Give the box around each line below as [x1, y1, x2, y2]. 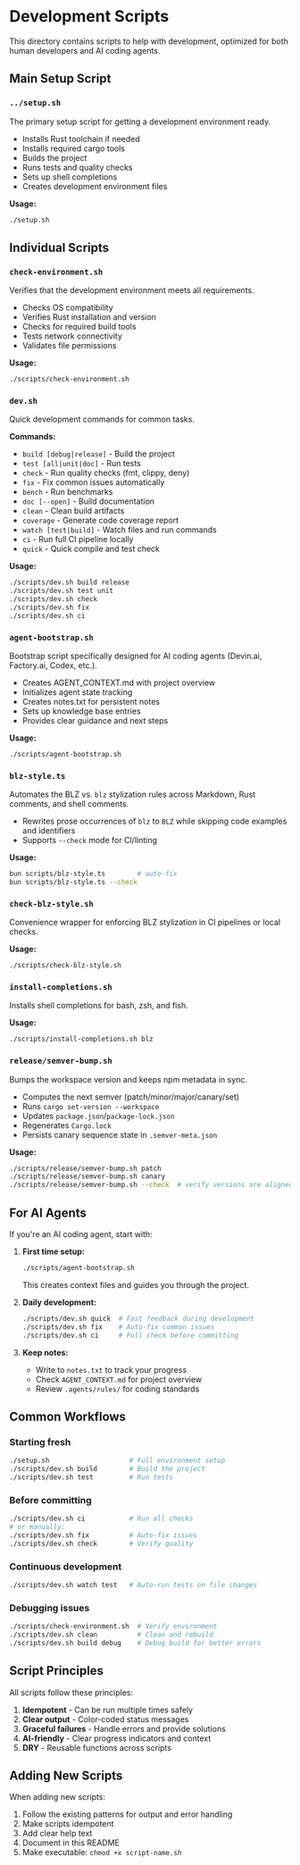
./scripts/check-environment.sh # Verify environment [9, 1622, 218, 1631]
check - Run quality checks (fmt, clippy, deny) [21, 467, 190, 479]
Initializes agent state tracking [21, 687, 133, 698]
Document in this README [21, 1837, 121, 1848]
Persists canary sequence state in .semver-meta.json [21, 1129, 218, 1140]
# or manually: [9, 1523, 66, 1532]
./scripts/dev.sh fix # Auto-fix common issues [21, 1322, 215, 1332]
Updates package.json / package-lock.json [21, 1110, 175, 1121]
